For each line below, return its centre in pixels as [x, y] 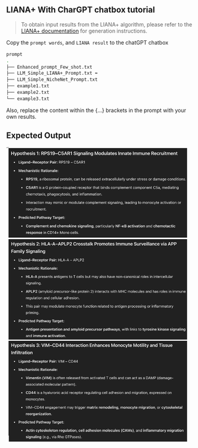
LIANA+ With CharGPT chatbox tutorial [81, 10]
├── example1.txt [28, 86]
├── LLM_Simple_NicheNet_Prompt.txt [52, 80]
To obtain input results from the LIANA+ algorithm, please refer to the [106, 24]
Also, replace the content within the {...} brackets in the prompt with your [96, 110]
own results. [22, 116]
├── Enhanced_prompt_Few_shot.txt [49, 67]
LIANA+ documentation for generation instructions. [84, 31]
